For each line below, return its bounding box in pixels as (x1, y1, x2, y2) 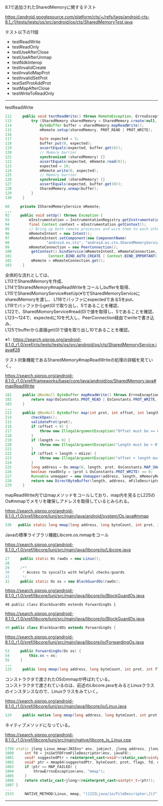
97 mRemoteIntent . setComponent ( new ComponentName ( (5, 235, 127, 241)
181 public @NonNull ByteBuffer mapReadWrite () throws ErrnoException (5, 392, 160, 397)
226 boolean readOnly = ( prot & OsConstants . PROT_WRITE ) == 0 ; (5, 469, 153, 474)
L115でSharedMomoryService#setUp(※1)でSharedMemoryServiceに (5, 290, 141, 296)
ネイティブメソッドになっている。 (5, 722, 73, 728)
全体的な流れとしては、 (5, 272, 52, 278)
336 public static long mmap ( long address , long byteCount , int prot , (5, 523, 155, 527)
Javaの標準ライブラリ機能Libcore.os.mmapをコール (5, 532, 109, 538)
